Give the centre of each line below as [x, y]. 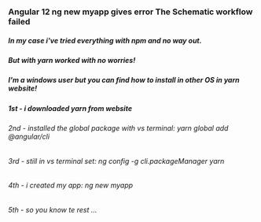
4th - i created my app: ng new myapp [71, 185]
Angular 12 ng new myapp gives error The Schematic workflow [130, 12]
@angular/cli [29, 137]
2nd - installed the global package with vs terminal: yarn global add [118, 128]
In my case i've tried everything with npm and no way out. [105, 40]
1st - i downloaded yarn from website [70, 108]
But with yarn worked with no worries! [72, 60]
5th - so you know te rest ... [53, 209]
